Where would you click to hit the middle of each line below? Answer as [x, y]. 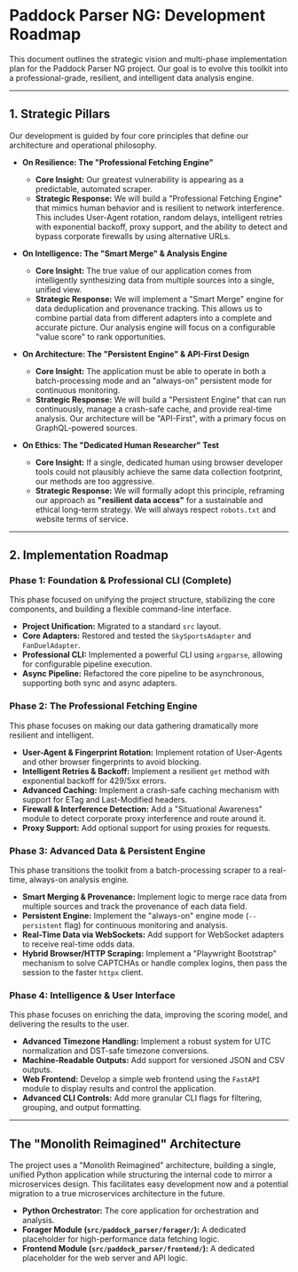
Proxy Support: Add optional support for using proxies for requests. [146, 828]
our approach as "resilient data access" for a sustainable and [149, 500]
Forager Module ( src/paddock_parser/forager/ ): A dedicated [134, 1230]
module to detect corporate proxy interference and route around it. [144, 818]
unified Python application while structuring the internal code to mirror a [141, 1175]
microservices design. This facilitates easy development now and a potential [149, 1184]
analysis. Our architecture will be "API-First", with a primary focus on [161, 418]
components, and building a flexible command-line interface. [121, 609]
